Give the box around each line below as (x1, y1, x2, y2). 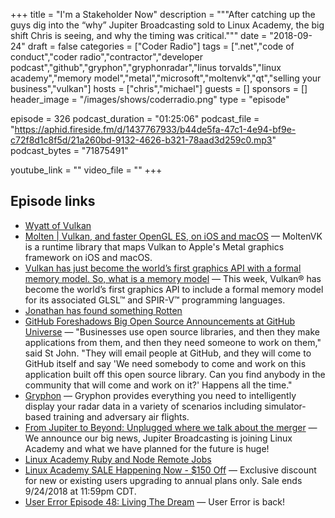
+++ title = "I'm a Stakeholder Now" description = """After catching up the (10, 9, 316, 20)
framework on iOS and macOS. (24, 251, 153, 263)
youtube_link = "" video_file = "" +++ (10, 164, 163, 176)
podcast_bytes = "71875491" (10, 145, 129, 156)
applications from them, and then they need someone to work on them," (24, 336, 322, 348)
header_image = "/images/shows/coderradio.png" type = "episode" (10, 94, 290, 105)
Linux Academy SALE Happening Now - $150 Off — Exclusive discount (24, 464, 317, 476)
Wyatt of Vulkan (24, 219, 92, 231)
